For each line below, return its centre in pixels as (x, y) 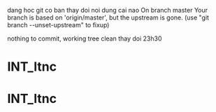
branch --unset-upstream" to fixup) (58, 25)
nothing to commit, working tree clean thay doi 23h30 (85, 38)
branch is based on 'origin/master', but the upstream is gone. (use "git (108, 17)
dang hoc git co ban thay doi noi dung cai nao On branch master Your (108, 10)
